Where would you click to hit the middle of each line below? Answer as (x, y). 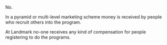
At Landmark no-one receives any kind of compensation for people (76, 32)
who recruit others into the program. (43, 22)
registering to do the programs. (38, 37)
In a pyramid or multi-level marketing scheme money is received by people (83, 17)
